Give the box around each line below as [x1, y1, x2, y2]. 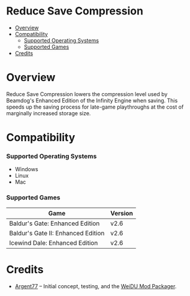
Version [110, 209, 134, 217]
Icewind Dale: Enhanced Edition [9, 238, 98, 247]
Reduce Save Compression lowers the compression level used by [6, 90, 168, 97]
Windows [14, 166, 38, 173]
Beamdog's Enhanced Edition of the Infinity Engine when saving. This [6, 97, 178, 104]
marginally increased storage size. [6, 109, 91, 116]
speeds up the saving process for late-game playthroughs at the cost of [6, 103, 184, 110]
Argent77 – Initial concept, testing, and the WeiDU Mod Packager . [14, 282, 177, 289]
